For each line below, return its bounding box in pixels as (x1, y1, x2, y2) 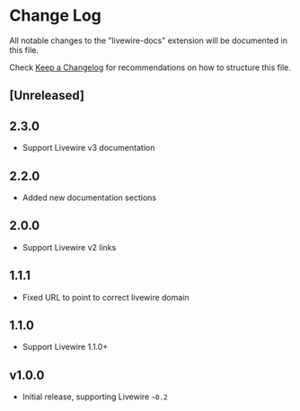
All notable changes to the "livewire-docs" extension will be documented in (9, 35, 287, 46)
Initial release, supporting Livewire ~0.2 (22, 391, 168, 402)
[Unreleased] (9, 88, 85, 103)
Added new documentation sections (22, 192, 157, 203)
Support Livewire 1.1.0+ (22, 342, 109, 353)
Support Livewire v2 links (22, 241, 117, 252)
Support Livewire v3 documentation (22, 143, 155, 153)
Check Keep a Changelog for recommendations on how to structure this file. (9, 62, 292, 73)
